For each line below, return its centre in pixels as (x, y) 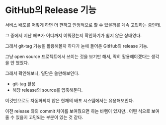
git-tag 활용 (24, 84)
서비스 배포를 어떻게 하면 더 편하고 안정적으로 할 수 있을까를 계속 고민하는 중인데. (83, 25)
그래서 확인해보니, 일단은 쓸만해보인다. (42, 73)
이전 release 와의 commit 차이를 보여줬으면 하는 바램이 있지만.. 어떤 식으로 (78, 111)
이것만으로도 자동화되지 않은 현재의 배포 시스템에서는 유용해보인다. (70, 100)
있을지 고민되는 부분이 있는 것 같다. (49, 117)
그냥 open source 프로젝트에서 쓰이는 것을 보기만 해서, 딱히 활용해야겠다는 (78, 56)
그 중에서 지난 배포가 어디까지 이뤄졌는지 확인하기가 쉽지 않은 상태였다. (73, 35)
